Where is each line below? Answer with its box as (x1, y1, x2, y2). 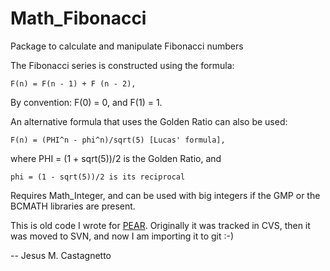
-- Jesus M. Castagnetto (10, 249, 112, 261)
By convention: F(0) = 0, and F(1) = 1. (10, 96, 163, 108)
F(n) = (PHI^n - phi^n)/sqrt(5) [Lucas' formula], (10, 135, 226, 145)
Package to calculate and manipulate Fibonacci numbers (10, 40, 244, 52)
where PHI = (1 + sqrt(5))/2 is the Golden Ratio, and (10, 152, 222, 164)
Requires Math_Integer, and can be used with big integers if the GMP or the (10, 189, 321, 201)
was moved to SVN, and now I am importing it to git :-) (10, 230, 235, 242)
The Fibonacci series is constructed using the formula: (10, 59, 235, 71)
